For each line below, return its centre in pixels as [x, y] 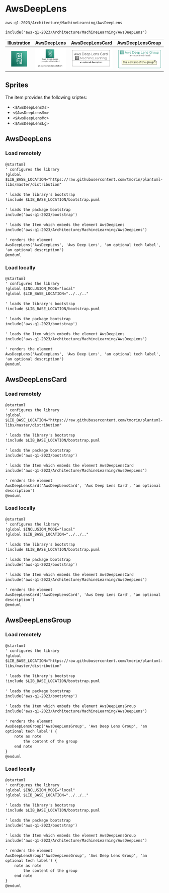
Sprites [17, 85]
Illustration [19, 43]
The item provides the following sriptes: [46, 97]
